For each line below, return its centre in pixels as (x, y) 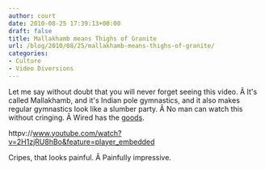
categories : (28, 53)
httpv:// (21, 133)
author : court (32, 16)
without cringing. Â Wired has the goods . (77, 117)
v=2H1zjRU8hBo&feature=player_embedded (82, 142)
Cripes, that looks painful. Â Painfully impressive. (90, 157)
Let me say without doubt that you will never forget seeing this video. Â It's (133, 91)
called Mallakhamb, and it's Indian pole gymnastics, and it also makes (124, 100)
